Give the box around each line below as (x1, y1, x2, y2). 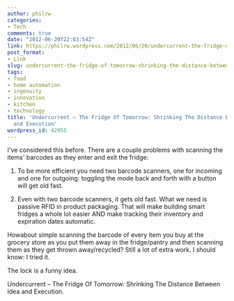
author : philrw (7, 10, 52, 17)
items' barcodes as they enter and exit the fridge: (7, 153, 149, 162)
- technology (7, 107, 45, 114)
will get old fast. (17, 182, 63, 190)
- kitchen (7, 101, 36, 108)
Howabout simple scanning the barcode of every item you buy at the (7, 231, 204, 239)
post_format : (7, 49, 45, 56)
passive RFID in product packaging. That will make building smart (17, 203, 205, 211)
